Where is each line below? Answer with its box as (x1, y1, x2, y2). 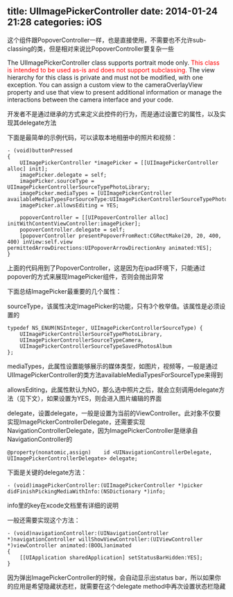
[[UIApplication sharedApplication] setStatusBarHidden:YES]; (19, 554, 203, 561)
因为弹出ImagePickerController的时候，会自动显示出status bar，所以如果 (7, 573, 215, 582)
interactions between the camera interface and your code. (7, 95, 174, 104)
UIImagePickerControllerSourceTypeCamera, (19, 337, 144, 344)
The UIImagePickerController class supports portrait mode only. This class (7, 58, 220, 67)
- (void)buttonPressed (7, 147, 73, 154)
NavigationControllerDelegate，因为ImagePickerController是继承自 (7, 426, 198, 434)
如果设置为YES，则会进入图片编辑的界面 (46, 394, 162, 402)
